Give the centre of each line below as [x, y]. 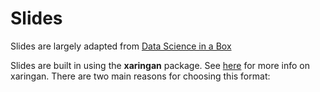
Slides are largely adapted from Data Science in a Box [121, 46]
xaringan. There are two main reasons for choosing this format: [140, 76]
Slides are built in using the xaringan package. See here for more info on [160, 65]
